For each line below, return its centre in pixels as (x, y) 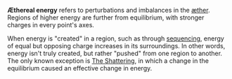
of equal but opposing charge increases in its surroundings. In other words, (116, 46)
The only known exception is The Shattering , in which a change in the (108, 61)
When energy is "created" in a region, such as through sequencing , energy (116, 38)
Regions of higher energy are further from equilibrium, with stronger (106, 17)
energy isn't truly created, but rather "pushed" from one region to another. (115, 53)
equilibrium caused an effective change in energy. (80, 68)
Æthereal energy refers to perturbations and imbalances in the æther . (109, 10)
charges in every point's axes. (51, 25)
